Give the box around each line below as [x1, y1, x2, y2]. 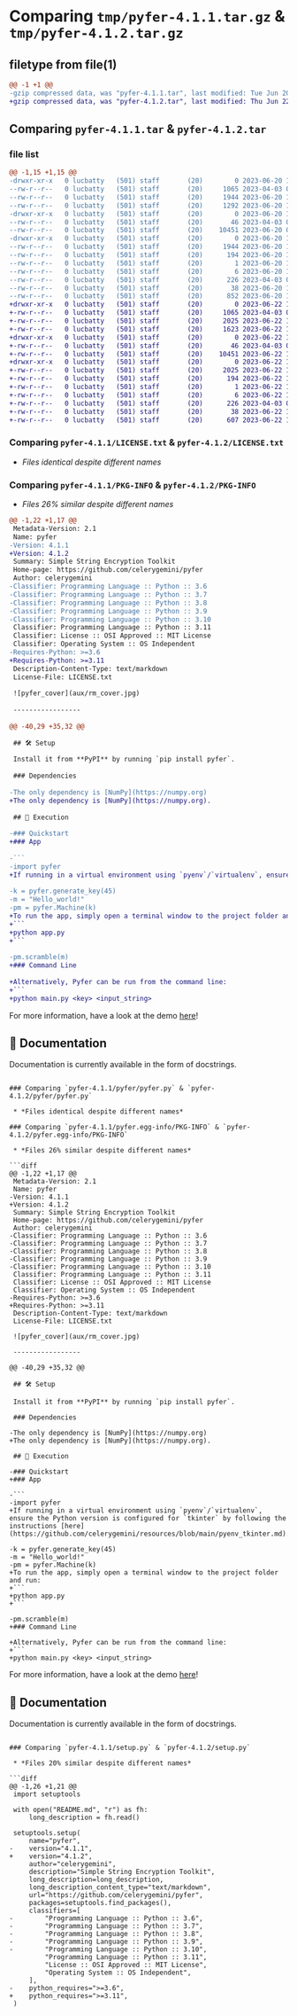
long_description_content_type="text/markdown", [28, 1883, 212, 1892]
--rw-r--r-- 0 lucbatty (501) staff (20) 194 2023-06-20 [9, 251, 283, 260]
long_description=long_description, [28, 1875, 164, 1885]
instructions [9, 1522, 57, 1531]
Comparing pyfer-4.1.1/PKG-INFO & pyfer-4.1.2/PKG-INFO [9, 479, 256, 491]
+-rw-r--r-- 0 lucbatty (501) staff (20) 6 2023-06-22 [9, 390, 283, 400]
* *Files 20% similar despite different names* [12, 1759, 192, 1768]
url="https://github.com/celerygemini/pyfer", [28, 1891, 203, 1900]
